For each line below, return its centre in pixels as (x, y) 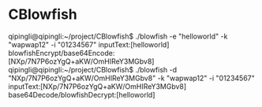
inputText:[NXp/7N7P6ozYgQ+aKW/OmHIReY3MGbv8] (97, 86)
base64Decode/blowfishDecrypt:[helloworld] (82, 94)
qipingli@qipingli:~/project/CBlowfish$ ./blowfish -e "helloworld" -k (118, 36)
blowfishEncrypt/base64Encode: (62, 53)
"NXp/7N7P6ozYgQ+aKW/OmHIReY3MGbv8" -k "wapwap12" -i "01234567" (131, 78)
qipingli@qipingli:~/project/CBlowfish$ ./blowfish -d (93, 69)
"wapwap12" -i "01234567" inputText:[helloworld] (89, 44)
